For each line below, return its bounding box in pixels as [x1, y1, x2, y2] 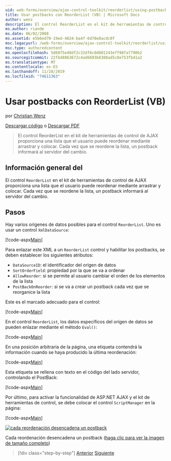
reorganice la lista [12, 289, 50, 295]
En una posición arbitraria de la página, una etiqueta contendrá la [5, 344, 142, 350]
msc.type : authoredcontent [5, 45, 63, 50]
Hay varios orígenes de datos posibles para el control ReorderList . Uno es [5, 221, 161, 227]
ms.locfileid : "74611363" [5, 74, 60, 79]
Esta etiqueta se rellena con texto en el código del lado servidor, [5, 369, 140, 375]
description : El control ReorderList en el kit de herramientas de [5, 21, 152, 27]
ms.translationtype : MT [5, 60, 56, 65]
